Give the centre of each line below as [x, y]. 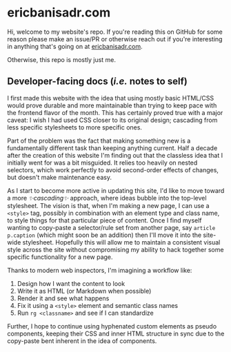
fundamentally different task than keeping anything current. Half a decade [112, 148]
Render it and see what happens [63, 298]
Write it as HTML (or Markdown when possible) [84, 291]
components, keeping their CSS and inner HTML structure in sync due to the [116, 333]
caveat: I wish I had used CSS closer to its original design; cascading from [112, 120]
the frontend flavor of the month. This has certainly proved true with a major [115, 112]
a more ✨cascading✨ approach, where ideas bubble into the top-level [107, 198]
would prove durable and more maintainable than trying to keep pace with [112, 105]
